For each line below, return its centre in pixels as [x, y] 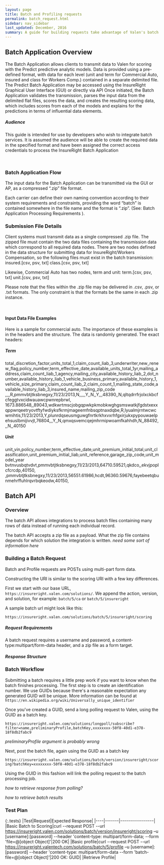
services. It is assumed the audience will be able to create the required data [82, 140]
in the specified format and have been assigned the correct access [73, 145]
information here [22, 546]
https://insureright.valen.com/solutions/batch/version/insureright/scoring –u [82, 831]
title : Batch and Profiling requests [44, 14]
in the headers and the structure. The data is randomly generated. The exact [82, 334]
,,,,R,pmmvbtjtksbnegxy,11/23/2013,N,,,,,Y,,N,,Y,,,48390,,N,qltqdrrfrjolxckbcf [82, 394]
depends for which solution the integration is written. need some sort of [77, 540]
